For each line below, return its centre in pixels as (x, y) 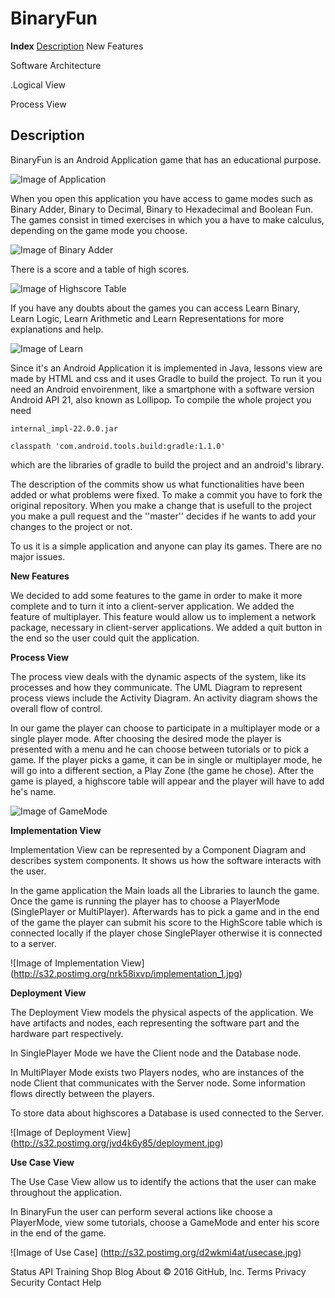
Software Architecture (56, 65)
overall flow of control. (56, 708)
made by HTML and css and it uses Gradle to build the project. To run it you (166, 378)
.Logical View (38, 84)
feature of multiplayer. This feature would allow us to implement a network (163, 616)
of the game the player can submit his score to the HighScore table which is (166, 922)
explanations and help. (57, 329)
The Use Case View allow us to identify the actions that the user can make (163, 1181)
